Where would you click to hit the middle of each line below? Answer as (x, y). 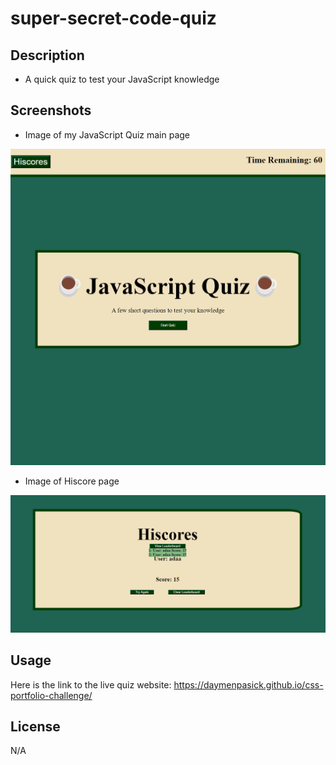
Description (47, 55)
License (35, 726)
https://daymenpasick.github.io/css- (248, 684)
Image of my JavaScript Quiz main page (107, 134)
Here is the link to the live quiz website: (91, 684)
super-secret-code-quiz (113, 18)
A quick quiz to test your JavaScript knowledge (122, 79)
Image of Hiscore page (72, 481)
